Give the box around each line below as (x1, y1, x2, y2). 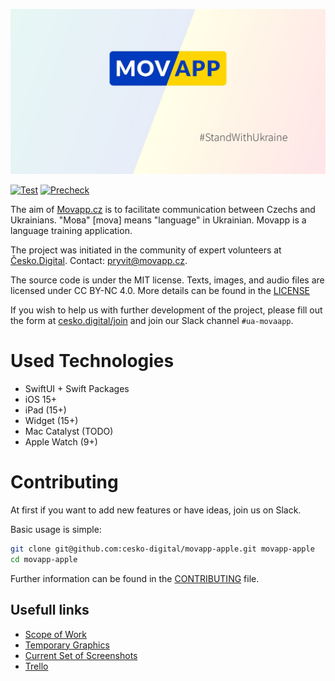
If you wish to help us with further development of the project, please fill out (10, 304, 323, 316)
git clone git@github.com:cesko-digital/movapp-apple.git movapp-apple (10, 544, 315, 554)
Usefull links (10, 602, 90, 619)
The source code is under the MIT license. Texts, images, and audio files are (10, 274, 325, 286)
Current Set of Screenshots (24, 649, 138, 661)
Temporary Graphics (24, 639, 110, 651)
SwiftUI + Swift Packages (24, 383, 130, 395)
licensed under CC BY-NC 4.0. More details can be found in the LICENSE (10, 285, 311, 297)
